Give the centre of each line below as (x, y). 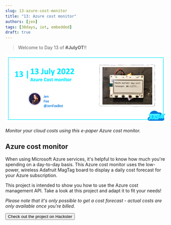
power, (13, 170)
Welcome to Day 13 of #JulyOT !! (52, 48)
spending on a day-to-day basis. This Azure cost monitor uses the (75, 164)
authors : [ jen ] (22, 21)
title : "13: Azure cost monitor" (41, 16)
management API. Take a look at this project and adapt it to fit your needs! (83, 190)
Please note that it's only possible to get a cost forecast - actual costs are (84, 200)
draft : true (18, 32)
